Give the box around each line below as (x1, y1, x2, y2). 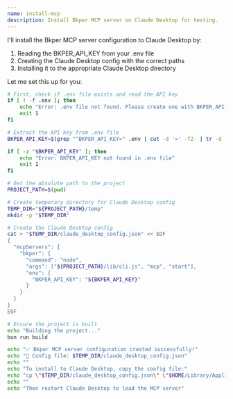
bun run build (7, 334, 49, 341)
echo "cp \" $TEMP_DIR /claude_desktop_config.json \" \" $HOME (7, 372, 185, 379)
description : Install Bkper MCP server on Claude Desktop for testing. (7, 17, 218, 24)
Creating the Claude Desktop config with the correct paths (17, 56, 185, 65)
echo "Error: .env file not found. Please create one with (19, 103, 194, 111)
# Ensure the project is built (7, 321, 98, 328)
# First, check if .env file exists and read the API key (7, 91, 178, 98)
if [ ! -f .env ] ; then (7, 97, 76, 104)
